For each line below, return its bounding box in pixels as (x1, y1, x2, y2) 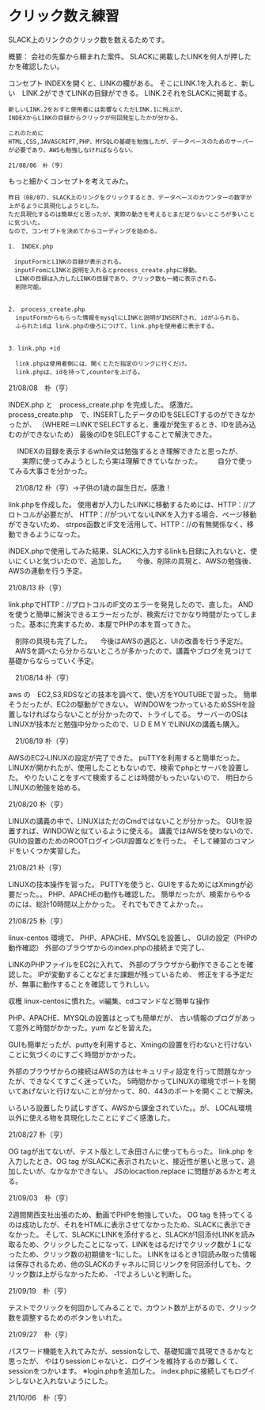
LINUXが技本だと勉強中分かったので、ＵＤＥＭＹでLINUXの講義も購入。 (8, 719, 244, 729)
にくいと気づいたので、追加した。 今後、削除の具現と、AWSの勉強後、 (14, 555, 256, 566)
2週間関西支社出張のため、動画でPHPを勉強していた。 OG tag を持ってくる (8, 1210, 254, 1219)
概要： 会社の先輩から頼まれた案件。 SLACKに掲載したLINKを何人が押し (8, 51, 245, 61)
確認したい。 (21, 61, 64, 71)
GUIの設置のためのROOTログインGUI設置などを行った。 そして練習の (8, 836, 234, 845)
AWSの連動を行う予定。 (8, 566, 87, 575)
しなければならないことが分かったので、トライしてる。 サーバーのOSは (14, 709, 248, 718)
